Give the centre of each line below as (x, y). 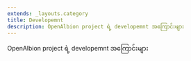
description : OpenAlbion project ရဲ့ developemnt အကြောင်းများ (95, 26)
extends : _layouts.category (48, 14)
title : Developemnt (35, 20)
